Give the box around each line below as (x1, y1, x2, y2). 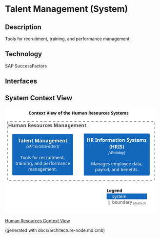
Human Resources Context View (5, 218, 70, 224)
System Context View (5, 94, 72, 102)
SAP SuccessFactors (5, 63, 47, 69)
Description (5, 23, 41, 31)
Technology (5, 50, 42, 58)
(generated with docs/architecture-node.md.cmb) (5, 227, 105, 233)
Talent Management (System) (5, 3, 128, 15)
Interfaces (5, 77, 38, 86)
